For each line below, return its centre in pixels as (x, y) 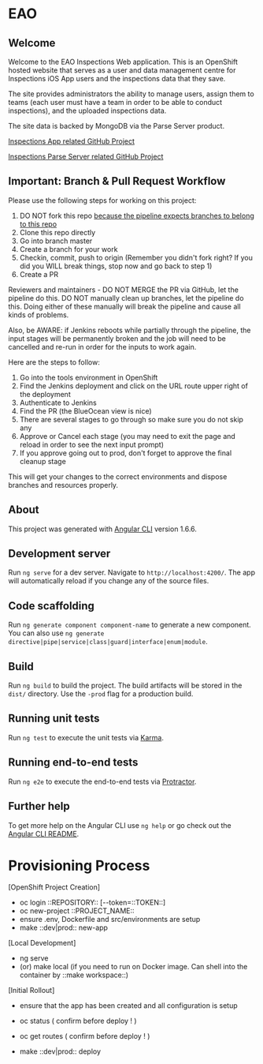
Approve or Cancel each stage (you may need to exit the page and (128, 436)
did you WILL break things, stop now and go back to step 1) (116, 266)
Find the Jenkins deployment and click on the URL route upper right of (133, 386)
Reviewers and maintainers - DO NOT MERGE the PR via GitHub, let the (123, 290)
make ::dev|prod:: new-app (64, 927)
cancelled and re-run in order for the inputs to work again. (102, 347)
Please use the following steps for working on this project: (102, 200)
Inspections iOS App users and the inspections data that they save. (117, 79)
